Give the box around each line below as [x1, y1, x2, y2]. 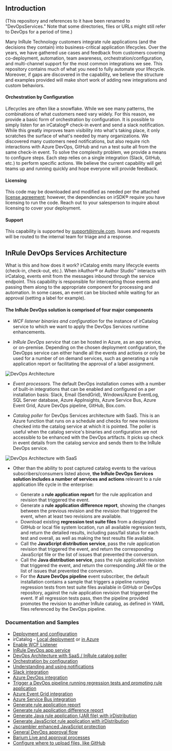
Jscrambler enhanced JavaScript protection [12, 723, 106, 729]
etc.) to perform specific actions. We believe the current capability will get [5, 160, 162, 166]
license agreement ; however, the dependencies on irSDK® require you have [5, 194, 165, 200]
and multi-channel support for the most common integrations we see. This [5, 60, 163, 66]
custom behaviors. [5, 82, 45, 88]
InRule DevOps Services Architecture [5, 249, 127, 257]
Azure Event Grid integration [12, 690, 73, 697]
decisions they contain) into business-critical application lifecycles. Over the [5, 44, 167, 50]
